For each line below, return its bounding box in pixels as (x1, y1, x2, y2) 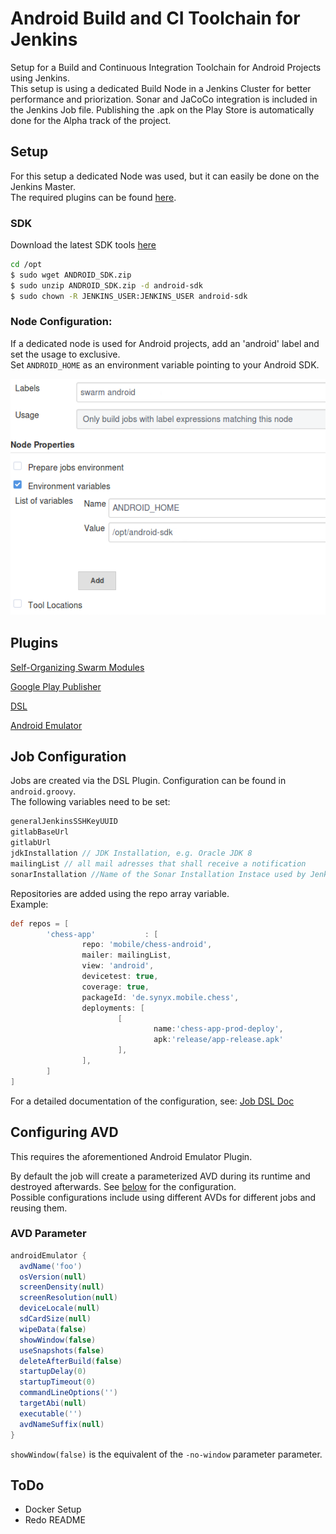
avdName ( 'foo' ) (19, 1261, 83, 1271)
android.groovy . (10, 785, 77, 797)
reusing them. (10, 1202, 68, 1214)
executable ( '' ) (19, 1408, 83, 1419)
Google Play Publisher (10, 680, 102, 692)
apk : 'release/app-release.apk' (153, 1035, 284, 1045)
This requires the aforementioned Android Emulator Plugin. (10, 1150, 253, 1162)
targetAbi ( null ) (19, 1398, 87, 1409)
